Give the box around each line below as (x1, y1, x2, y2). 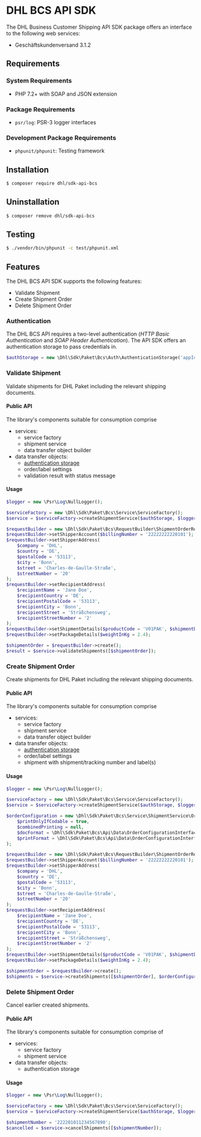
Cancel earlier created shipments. (6, 1001, 90, 1008)
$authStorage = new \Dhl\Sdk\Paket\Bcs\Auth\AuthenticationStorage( (6, 355, 181, 361)
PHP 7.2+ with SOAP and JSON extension (14, 90, 118, 97)
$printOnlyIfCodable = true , (17, 819, 90, 825)
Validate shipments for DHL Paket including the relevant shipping (6, 382, 166, 389)
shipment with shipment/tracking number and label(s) (23, 759, 156, 766)
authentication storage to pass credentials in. (6, 343, 118, 350)
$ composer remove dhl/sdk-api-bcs (6, 213, 95, 219)
